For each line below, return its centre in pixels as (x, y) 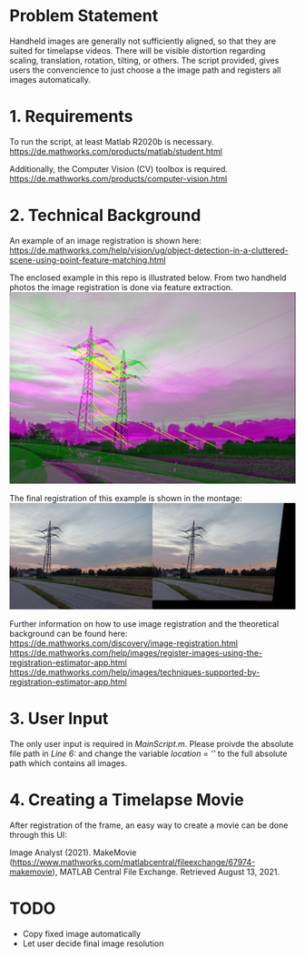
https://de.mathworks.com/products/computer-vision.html (118, 178)
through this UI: (39, 835)
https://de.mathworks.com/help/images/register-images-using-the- (136, 653)
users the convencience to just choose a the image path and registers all (145, 70)
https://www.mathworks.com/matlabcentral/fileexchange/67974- (134, 862)
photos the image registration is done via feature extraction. (121, 287)
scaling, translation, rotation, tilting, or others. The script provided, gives (144, 60)
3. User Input (59, 719)
